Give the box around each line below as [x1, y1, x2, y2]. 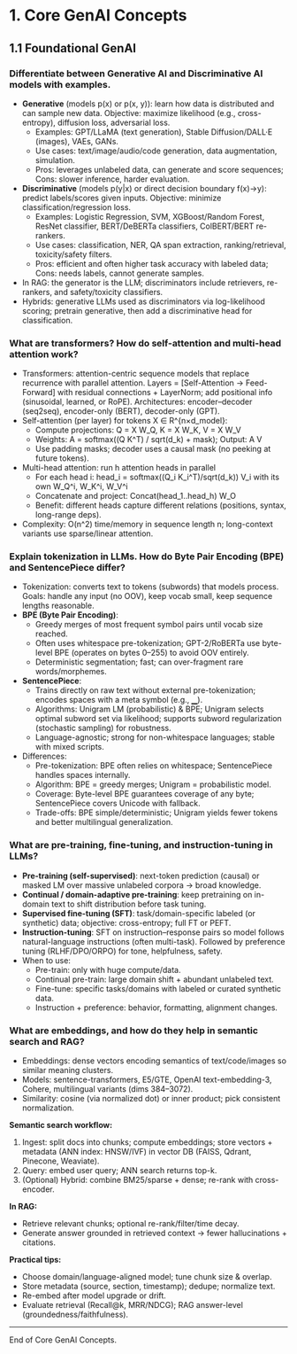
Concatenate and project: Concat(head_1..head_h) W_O [34, 491, 237, 502]
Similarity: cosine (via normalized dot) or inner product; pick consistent [21, 1093, 281, 1104]
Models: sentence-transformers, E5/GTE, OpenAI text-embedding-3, [21, 1074, 272, 1086]
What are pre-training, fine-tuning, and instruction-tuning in [9, 839, 274, 852]
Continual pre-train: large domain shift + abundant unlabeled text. [34, 974, 274, 984]
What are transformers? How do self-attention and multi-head [9, 337, 282, 349]
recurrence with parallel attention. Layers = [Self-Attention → [21, 377, 245, 388]
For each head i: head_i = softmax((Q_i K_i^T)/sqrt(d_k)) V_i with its [34, 471, 280, 483]
